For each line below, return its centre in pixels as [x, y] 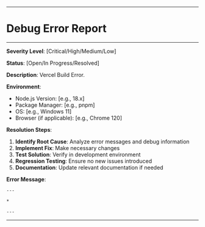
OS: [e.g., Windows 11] [43, 111]
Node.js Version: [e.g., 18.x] [50, 98]
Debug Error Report [56, 29]
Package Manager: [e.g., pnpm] [55, 105]
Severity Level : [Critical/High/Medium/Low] [61, 51]
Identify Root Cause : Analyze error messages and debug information [102, 142]
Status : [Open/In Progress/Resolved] [53, 63]
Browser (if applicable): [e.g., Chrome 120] [69, 118]
